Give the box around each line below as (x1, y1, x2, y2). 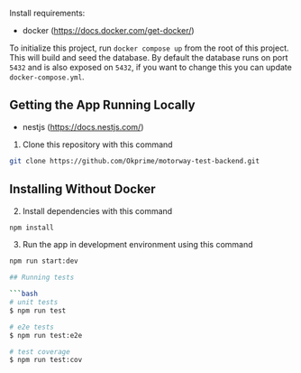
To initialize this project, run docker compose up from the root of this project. (9, 42, 290, 53)
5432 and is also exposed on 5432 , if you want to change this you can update (9, 62, 293, 72)
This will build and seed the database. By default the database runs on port (9, 52, 288, 62)
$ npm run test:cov (9, 356, 83, 365)
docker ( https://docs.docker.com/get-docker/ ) (22, 25, 196, 35)
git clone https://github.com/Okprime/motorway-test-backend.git (9, 156, 260, 165)
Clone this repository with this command (22, 139, 173, 150)
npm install (9, 223, 54, 232)
